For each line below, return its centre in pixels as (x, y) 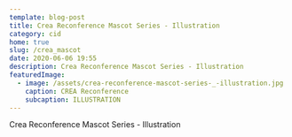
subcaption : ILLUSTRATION (73, 99)
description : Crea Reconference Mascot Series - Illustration (126, 67)
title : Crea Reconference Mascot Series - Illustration (114, 26)
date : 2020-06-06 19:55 (53, 58)
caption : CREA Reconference (77, 91)
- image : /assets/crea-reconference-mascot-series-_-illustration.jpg (150, 83)
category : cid (36, 34)
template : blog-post (47, 17)
